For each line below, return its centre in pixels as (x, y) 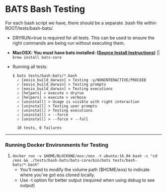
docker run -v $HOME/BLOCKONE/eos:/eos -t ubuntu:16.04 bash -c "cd (85, 156)
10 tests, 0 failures (40, 128)
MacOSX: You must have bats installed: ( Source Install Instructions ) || (86, 53)
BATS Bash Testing (45, 9)
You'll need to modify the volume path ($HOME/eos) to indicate (85, 170)
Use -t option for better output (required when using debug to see (87, 180)
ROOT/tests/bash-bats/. (29, 28)
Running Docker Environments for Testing (57, 145)
